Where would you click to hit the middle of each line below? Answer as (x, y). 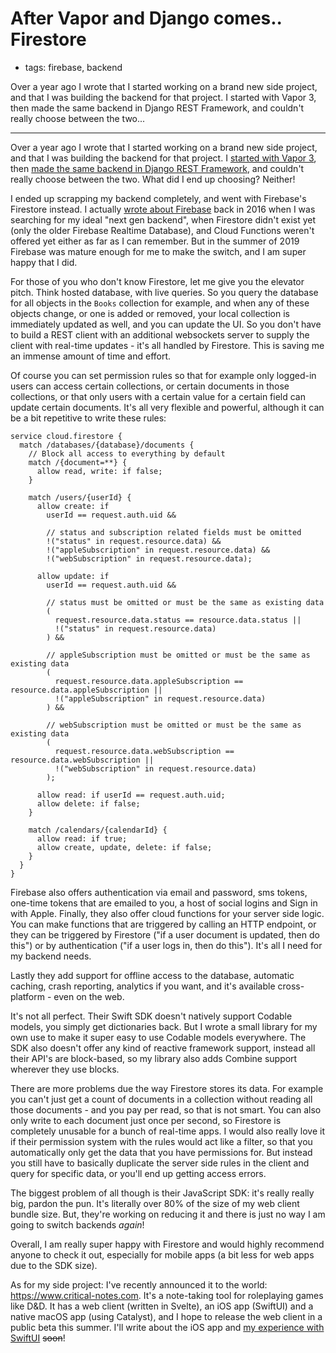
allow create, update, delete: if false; (124, 847)
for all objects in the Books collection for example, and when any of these (160, 303)
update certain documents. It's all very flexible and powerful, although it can (167, 407)
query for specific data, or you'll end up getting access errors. (138, 1173)
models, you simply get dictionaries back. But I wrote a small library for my (164, 1026)
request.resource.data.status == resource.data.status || (178, 620)
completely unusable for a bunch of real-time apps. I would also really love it (168, 1131)
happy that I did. (44, 262)
